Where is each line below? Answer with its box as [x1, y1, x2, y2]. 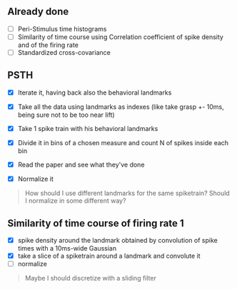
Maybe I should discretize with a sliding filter [24, 274, 157, 283]
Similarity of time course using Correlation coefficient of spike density [17, 32, 223, 41]
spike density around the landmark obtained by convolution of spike [17, 236, 218, 244]
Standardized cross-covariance [17, 48, 111, 56]
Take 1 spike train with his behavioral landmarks [17, 124, 158, 132]
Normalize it [17, 174, 54, 184]
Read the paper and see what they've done [17, 160, 145, 169]
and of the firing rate [17, 41, 79, 49]
